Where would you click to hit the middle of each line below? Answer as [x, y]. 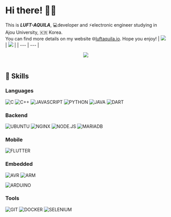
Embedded [19, 164]
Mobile [14, 139]
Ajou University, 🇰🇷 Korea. [34, 32]
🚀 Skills [17, 76]
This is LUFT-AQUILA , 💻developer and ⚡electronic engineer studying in [81, 25]
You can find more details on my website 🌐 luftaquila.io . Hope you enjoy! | [82, 38]
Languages [20, 91]
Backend [17, 115]
